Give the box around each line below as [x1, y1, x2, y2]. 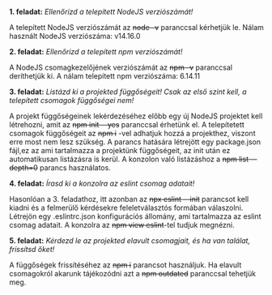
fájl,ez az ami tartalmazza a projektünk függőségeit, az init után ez [9, 146, 231, 155]
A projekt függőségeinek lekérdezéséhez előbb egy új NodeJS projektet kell [9, 111, 263, 121]
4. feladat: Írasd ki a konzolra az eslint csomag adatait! [9, 178, 195, 188]
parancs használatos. [40, 163, 112, 173]
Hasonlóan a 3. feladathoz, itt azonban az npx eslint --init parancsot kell [9, 195, 249, 203]
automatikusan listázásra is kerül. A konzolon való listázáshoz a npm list [9, 154, 249, 164]
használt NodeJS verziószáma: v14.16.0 [9, 32, 141, 41]
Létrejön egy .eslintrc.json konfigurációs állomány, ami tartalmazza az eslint [9, 212, 261, 221]
